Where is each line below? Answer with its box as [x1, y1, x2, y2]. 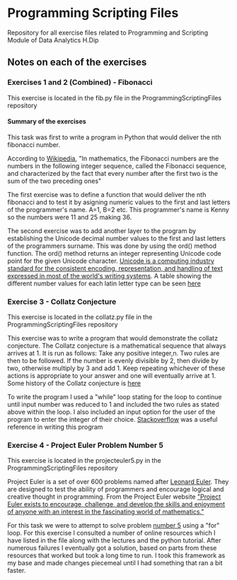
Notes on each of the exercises [7, 57, 147, 69]
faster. [7, 567, 26, 575]
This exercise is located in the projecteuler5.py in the [7, 456, 161, 465]
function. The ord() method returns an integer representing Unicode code [7, 249, 221, 257]
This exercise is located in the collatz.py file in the [7, 313, 153, 321]
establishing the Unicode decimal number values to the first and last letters [7, 234, 226, 242]
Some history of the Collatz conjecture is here [7, 379, 141, 388]
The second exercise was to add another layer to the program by [7, 226, 197, 235]
